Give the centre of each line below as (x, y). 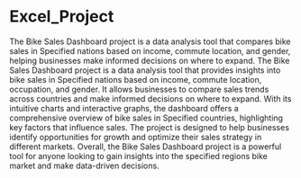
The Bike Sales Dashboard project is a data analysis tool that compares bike (150, 41)
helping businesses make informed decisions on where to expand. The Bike (150, 60)
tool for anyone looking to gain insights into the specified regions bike (138, 156)
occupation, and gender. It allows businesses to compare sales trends (139, 89)
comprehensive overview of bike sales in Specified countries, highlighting (146, 118)
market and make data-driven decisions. (84, 165)
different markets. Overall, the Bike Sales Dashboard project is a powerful (146, 147)
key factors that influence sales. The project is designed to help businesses (150, 127)
